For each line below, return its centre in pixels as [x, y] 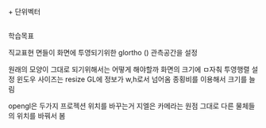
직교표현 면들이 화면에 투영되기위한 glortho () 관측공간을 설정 [103, 53]
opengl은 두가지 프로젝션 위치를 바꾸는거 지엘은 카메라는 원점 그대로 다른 [121, 106]
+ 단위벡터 [25, 11]
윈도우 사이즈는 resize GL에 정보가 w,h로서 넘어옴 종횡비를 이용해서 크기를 [132, 79]
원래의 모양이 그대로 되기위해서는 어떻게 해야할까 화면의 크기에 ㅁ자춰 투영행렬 [129, 70]
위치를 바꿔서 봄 [41, 116]
